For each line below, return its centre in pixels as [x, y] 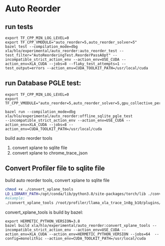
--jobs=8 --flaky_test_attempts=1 [84, 64]
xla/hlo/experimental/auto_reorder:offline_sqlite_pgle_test [69, 116]
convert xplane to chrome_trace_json [50, 153]
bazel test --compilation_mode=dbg [41, 47]
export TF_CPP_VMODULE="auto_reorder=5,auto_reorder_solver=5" [71, 42]
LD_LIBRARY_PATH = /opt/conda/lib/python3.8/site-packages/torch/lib [76, 194]
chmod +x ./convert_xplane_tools [39, 189]
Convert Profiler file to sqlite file [55, 169]
